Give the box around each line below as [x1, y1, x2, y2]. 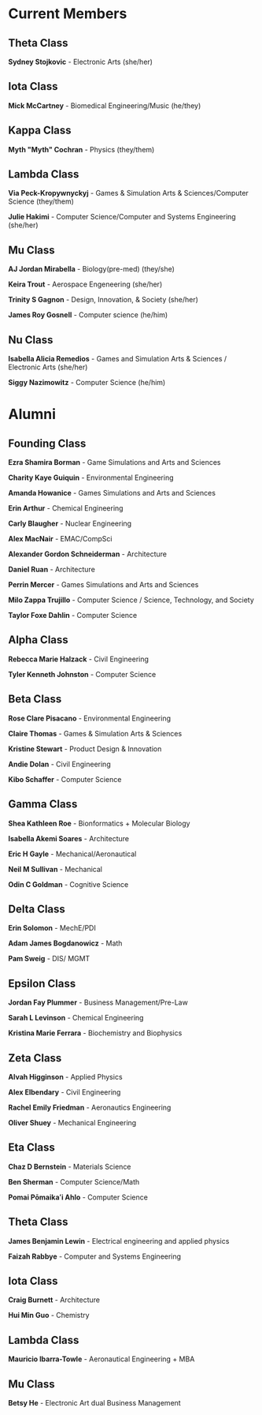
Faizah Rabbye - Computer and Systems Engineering [8, 1252, 182, 1261]
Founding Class [8, 436, 87, 450]
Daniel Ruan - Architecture [8, 565, 96, 575]
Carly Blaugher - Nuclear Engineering [8, 518, 132, 529]
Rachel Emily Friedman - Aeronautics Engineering [8, 1102, 172, 1112]
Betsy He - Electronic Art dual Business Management [8, 1398, 181, 1407]
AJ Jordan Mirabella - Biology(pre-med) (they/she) [8, 264, 175, 274]
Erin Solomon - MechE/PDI [8, 923, 96, 933]
